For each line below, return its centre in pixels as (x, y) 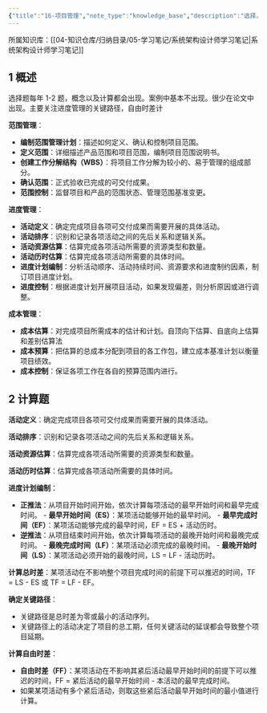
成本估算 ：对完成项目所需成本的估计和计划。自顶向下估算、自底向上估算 (139, 331)
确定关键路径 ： (33, 600)
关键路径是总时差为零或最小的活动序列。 (87, 617)
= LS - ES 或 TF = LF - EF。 (53, 582)
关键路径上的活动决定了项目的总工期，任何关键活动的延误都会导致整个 (136, 626)
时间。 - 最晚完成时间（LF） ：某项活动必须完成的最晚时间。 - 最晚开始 (135, 545)
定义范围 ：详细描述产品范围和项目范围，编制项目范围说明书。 (122, 153)
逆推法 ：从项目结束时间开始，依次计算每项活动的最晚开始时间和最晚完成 (139, 536)
